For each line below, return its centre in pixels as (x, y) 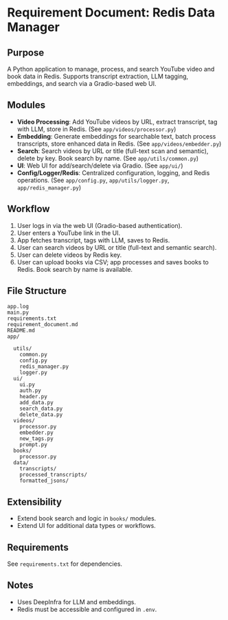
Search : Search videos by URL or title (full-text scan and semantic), (113, 151)
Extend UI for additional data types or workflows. (86, 526)
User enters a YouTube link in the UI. (69, 233)
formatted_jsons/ (44, 481)
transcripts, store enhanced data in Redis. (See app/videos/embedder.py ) (119, 143)
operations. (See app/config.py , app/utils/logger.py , (93, 180)
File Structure (37, 291)
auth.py (30, 391)
